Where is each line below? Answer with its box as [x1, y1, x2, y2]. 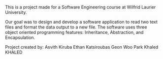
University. [5, 9, 27, 15]
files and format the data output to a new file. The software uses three [5, 24, 147, 30]
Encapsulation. [5, 34, 35, 40]
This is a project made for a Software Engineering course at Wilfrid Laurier [5, 4, 156, 10]
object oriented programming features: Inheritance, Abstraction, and [5, 29, 144, 35]
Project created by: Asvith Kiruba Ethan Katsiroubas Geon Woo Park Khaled [5, 44, 159, 50]
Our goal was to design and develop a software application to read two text [5, 19, 158, 25]
